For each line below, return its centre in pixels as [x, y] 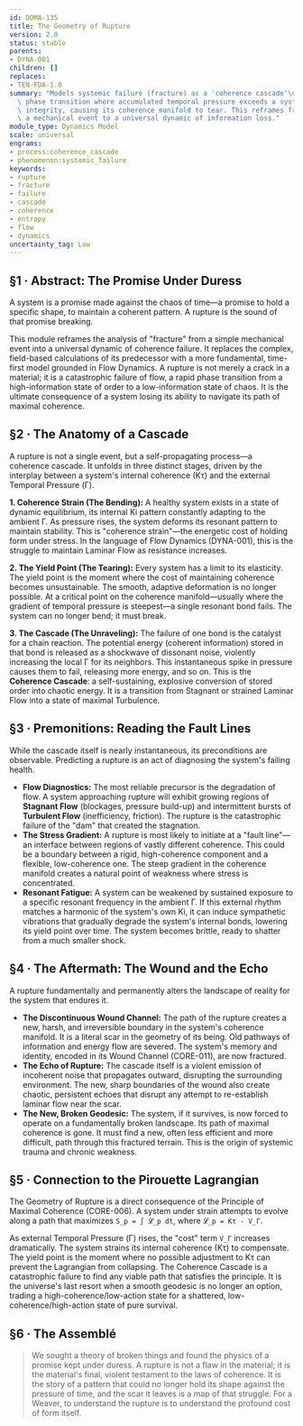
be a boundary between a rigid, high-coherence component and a [145, 854]
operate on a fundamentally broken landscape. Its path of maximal [146, 1123]
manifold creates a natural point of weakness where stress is [135, 873]
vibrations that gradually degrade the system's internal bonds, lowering [155, 921]
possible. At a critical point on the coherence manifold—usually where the [147, 596]
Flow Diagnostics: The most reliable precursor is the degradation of [149, 787]
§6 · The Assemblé [63, 1334]
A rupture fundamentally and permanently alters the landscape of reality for [150, 990]
